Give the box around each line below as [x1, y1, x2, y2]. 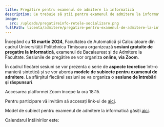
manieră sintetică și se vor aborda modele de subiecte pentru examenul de [5, 69, 158, 75]
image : [5, 16, 19, 21]
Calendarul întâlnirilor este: [5, 117, 60, 123]
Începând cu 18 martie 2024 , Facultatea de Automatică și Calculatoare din [5, 39, 155, 44]
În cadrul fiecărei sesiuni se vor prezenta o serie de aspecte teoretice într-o [5, 64, 158, 70]
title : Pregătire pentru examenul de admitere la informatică [5, 7, 134, 12]
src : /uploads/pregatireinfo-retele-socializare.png [9, 21, 119, 26]
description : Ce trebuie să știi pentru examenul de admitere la [5, 12, 141, 17]
